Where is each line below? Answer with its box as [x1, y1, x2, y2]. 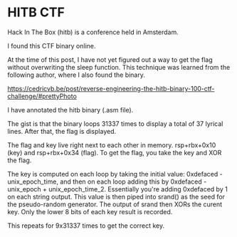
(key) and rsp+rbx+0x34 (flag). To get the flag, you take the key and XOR [7, 148, 222, 157]
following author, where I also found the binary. [7, 70, 146, 79]
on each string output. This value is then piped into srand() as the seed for [7, 192, 226, 201]
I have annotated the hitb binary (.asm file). [7, 105, 134, 114]
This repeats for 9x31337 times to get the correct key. [7, 221, 165, 230]
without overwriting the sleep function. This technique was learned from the [7, 63, 231, 71]
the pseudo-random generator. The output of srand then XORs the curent [7, 200, 223, 209]
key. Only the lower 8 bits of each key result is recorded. [7, 207, 173, 216]
